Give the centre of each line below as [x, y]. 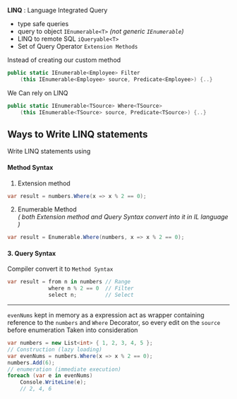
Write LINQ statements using [49, 152]
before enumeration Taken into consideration [73, 330]
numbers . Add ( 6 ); [31, 362]
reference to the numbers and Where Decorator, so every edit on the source [114, 323]
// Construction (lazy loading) [55, 349]
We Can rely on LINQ [38, 93]
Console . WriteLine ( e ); [53, 382]
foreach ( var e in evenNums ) [50, 376]
